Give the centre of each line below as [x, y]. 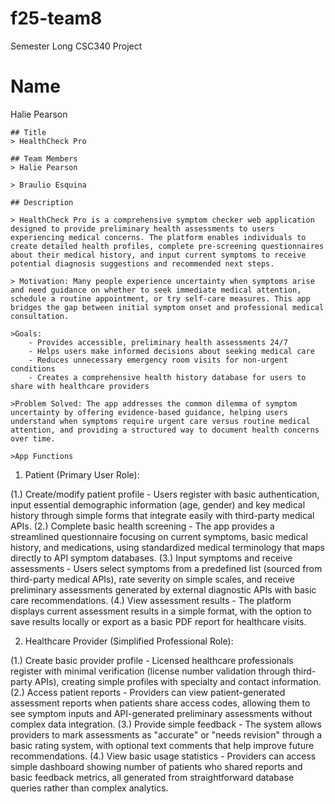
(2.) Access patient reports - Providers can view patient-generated [148, 692]
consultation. [40, 316]
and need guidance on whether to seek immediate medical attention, [156, 290]
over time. [33, 438]
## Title [28, 132]
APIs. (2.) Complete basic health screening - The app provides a [142, 526]
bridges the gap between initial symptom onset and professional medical [167, 307]
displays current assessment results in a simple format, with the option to [161, 611]
